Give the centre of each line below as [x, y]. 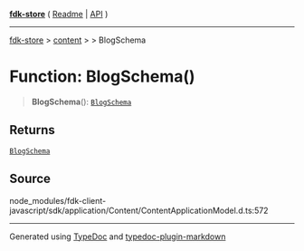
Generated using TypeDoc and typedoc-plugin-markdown [118, 237]
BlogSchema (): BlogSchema [81, 101]
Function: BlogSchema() [103, 77]
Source [30, 179]
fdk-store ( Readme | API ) [59, 14]
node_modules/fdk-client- [58, 200]
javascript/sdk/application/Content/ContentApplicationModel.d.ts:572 [139, 210]
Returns [33, 130]
